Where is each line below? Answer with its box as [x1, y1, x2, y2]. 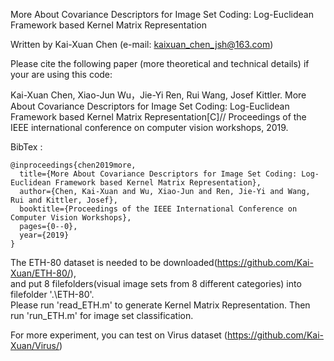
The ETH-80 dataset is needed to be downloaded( [10, 257, 218, 268]
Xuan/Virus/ [10, 340, 60, 351]
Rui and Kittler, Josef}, [10, 195, 118, 205]
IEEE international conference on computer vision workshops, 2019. [10, 122, 289, 133]
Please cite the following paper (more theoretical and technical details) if [10, 58, 310, 69]
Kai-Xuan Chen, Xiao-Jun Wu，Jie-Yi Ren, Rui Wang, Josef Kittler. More [10, 89, 307, 101]
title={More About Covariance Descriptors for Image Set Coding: [19, 169, 298, 179]
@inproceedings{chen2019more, [10, 160, 137, 170]
